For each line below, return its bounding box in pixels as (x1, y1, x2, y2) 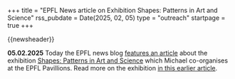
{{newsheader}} (7, 35, 55, 43)
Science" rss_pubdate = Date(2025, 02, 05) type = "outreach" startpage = (7, 14, 226, 22)
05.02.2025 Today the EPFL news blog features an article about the (7, 49, 208, 57)
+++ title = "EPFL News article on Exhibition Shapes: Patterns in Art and (7, 6, 219, 14)
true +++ (7, 21, 34, 29)
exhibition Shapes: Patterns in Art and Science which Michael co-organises (7, 56, 229, 65)
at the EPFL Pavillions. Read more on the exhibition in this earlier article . (7, 64, 218, 72)
